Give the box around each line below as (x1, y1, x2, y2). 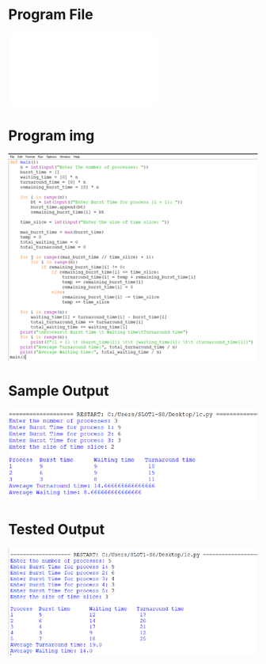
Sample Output (8, 382, 109, 400)
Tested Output (8, 520, 105, 538)
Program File (8, 6, 93, 24)
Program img (8, 127, 95, 145)
